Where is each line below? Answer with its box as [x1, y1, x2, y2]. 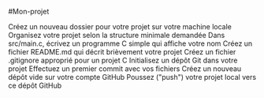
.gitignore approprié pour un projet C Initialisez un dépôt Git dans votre [8, 55, 238, 65]
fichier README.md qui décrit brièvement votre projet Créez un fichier [8, 47, 236, 56]
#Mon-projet [8, 7, 50, 16]
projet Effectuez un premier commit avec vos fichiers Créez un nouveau [8, 64, 242, 73]
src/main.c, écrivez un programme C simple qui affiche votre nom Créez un [8, 39, 253, 48]
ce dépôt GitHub [8, 81, 61, 90]
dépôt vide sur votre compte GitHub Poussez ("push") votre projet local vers [8, 73, 257, 81]
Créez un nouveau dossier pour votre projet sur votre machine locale [8, 22, 232, 31]
